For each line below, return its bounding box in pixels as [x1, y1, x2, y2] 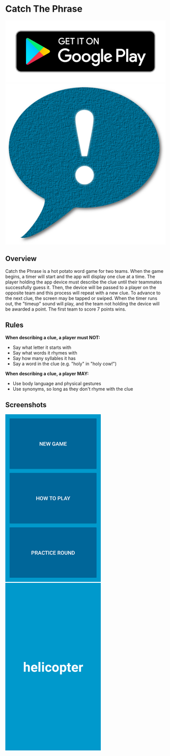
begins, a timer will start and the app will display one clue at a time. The [5, 273, 155, 279]
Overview [5, 254, 37, 263]
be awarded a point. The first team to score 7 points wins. [5, 306, 126, 312]
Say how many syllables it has [12, 355, 76, 361]
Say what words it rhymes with [12, 349, 77, 356]
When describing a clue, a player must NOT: [5, 334, 100, 340]
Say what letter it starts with [12, 344, 72, 350]
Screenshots [5, 400, 47, 409]
